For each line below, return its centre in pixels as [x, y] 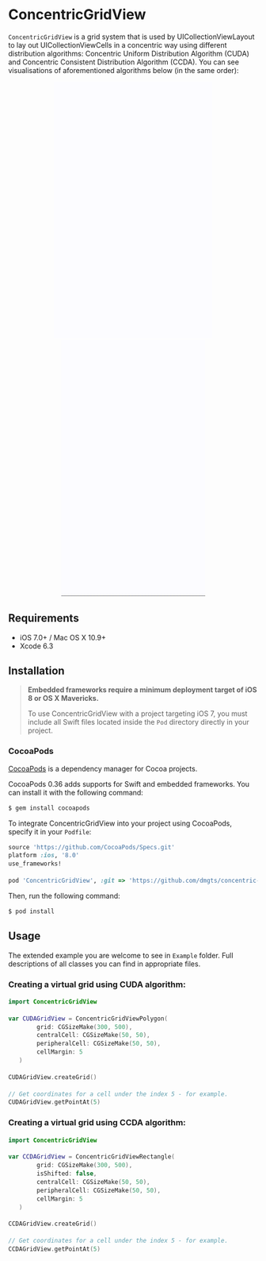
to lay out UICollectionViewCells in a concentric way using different [118, 44]
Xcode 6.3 [36, 646]
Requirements [44, 619]
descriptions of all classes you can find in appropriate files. [104, 964]
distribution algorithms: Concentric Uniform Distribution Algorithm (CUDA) [129, 53]
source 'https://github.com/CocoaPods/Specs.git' [92, 847]
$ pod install [32, 911]
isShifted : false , [67, 1174]
